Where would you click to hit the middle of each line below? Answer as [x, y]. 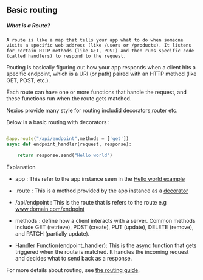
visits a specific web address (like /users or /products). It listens [99, 46]
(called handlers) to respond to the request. [66, 56]
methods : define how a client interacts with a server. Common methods [105, 220]
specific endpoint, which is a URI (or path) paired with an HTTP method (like [101, 74]
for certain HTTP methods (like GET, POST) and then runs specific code [100, 51]
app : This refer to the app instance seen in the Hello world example [100, 178]
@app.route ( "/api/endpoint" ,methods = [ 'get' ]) [68, 139]
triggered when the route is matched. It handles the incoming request [102, 251]
